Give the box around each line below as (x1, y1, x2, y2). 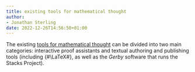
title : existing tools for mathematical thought (6, 8, 127, 15)
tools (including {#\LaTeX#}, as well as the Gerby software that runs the (6, 53, 178, 60)
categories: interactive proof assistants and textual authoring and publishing (6, 47, 190, 54)
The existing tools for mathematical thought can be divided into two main (6, 41, 182, 48)
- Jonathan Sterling (6, 19, 57, 25)
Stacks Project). (6, 60, 45, 67)
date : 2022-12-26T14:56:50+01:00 (6, 25, 88, 31)
